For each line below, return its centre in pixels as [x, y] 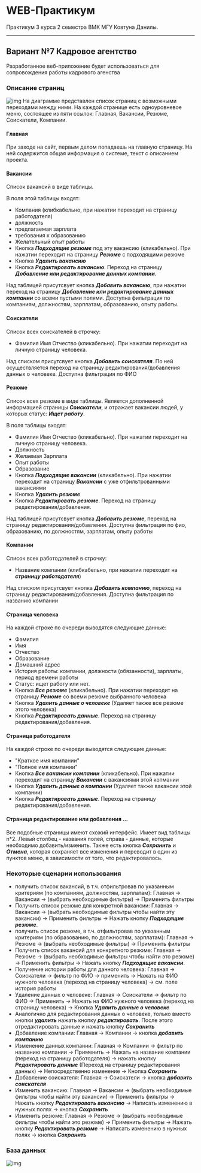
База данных [26, 1150]
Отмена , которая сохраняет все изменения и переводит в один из [92, 851]
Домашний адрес [37, 665]
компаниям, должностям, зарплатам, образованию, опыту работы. [92, 304]
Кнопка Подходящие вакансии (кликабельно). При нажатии [93, 475]
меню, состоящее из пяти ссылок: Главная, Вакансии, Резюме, [87, 114]
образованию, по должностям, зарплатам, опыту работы [80, 531]
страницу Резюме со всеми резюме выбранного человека [90, 696]
